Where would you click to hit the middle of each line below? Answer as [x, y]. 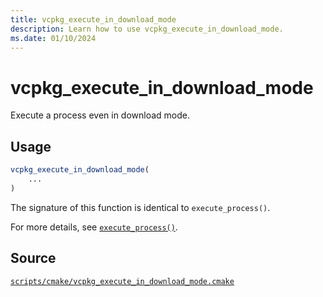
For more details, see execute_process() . [94, 227]
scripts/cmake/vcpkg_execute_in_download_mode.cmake [122, 281]
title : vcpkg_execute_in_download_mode [93, 19]
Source [33, 258]
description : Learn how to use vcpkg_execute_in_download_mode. [147, 29]
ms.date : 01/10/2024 [53, 38]
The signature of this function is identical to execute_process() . [140, 207]
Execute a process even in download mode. [100, 115]
